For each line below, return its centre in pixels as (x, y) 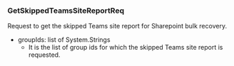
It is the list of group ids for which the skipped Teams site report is (126, 48)
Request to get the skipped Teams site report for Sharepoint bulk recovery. (117, 26)
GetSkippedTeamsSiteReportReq (66, 11)
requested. (44, 55)
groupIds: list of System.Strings (64, 40)
